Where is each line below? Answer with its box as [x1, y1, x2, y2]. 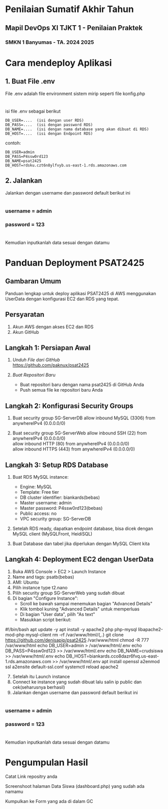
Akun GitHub [12, 329, 39, 335]
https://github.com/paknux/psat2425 [12, 362, 89, 368]
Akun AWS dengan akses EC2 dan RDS [12, 323, 94, 330]
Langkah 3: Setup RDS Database [5, 461, 109, 469]
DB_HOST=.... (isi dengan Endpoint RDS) [5, 131, 93, 136]
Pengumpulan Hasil [5, 757, 88, 768]
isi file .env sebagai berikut [5, 108, 61, 114]
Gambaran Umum [5, 277, 62, 286]
